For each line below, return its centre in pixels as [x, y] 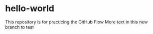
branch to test [19, 27]
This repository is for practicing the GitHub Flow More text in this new [76, 22]
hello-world [30, 8]
